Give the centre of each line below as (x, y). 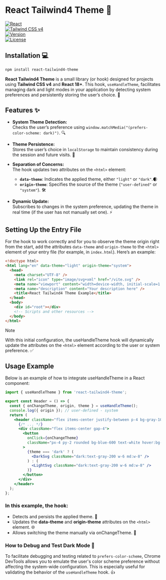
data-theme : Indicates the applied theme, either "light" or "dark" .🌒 (88, 179)
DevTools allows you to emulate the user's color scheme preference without (83, 561)
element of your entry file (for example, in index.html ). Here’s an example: (80, 252)
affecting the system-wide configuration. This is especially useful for (75, 567)
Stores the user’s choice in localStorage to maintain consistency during (85, 150)
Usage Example (30, 366)
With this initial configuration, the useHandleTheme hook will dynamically (80, 340)
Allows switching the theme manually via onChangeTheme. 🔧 (74, 533)
